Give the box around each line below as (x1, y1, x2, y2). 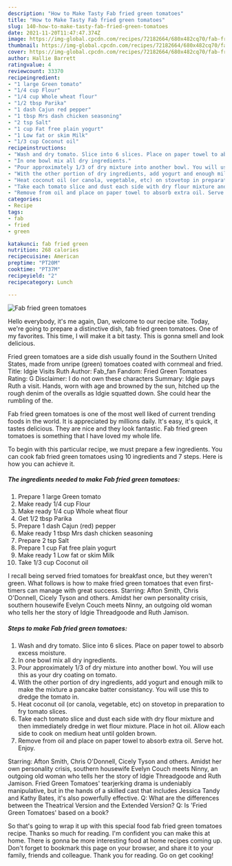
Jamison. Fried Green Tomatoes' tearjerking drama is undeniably (8, 779, 192, 787)
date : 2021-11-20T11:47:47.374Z (8, 29, 101, 37)
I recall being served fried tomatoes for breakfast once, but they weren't (8, 572, 213, 580)
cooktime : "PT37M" (8, 266, 61, 273)
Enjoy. (17, 744, 36, 752)
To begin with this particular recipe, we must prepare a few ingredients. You (8, 445, 223, 453)
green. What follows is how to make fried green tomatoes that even (8, 579, 198, 588)
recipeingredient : (8, 74, 61, 81)
